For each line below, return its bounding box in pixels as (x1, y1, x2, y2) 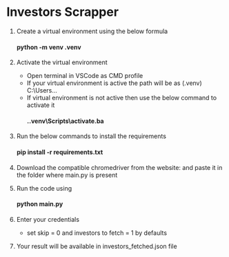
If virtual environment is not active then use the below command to (26, 94, 217, 102)
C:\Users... (26, 86, 58, 95)
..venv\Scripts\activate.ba (26, 117, 104, 125)
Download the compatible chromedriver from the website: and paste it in (16, 163, 223, 171)
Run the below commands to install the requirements (16, 132, 167, 140)
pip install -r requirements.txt (16, 148, 103, 156)
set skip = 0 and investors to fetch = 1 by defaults (26, 229, 167, 237)
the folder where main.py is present (16, 171, 118, 179)
